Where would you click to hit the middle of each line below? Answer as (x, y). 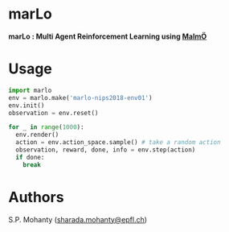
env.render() (37, 135)
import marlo (30, 90)
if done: (30, 157)
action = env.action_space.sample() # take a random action (118, 143)
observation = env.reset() (53, 113)
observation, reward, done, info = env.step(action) (106, 150)
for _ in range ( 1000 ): (46, 127)
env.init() (27, 106)
